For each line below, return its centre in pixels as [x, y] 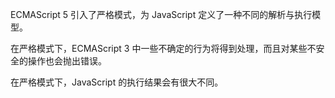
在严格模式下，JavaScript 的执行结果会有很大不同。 [117, 82]
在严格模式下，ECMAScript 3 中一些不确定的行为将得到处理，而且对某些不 [163, 48]
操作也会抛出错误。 [67, 61]
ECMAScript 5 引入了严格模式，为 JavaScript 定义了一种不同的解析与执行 [161, 14]
